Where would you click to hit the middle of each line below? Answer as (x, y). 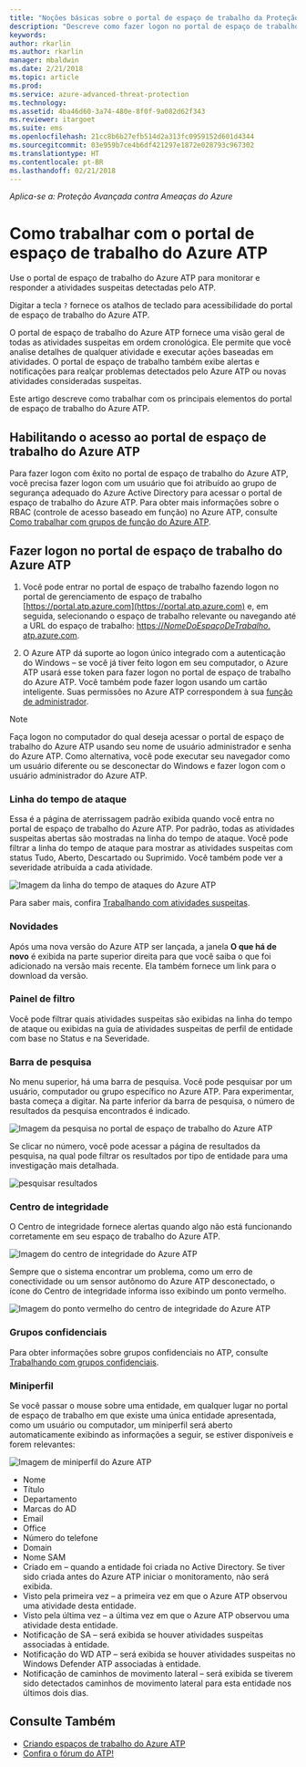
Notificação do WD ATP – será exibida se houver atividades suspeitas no (159, 1654)
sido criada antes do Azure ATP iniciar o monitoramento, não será (146, 1577)
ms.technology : (38, 103)
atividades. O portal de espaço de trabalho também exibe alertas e (134, 362)
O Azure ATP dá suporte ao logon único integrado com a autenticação (154, 652)
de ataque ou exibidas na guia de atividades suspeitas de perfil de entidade (151, 1028)
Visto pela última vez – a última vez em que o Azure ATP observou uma (156, 1616)
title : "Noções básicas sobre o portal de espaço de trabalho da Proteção (154, 18)
